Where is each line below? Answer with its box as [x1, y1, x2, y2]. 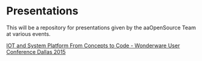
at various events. [6, 30, 51, 37]
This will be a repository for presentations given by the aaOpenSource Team [6, 24, 197, 31]
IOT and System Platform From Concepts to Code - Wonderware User [6, 42, 180, 49]
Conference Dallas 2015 [6, 48, 66, 55]
